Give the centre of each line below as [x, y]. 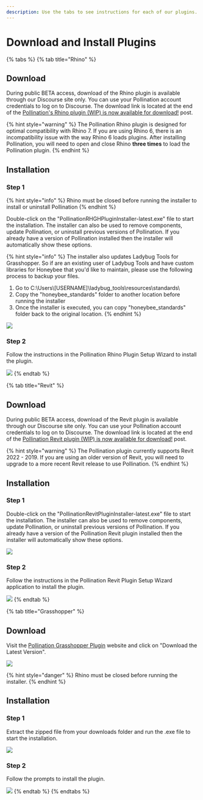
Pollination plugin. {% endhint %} [48, 150]
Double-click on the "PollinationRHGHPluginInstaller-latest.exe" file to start [100, 219]
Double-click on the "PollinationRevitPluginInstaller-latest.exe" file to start [98, 514]
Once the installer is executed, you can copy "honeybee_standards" [100, 308]
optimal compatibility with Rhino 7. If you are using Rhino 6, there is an [94, 131]
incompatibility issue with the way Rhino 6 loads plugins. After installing [96, 138]
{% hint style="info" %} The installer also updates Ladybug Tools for [92, 257]
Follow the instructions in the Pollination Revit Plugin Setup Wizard [89, 580]
